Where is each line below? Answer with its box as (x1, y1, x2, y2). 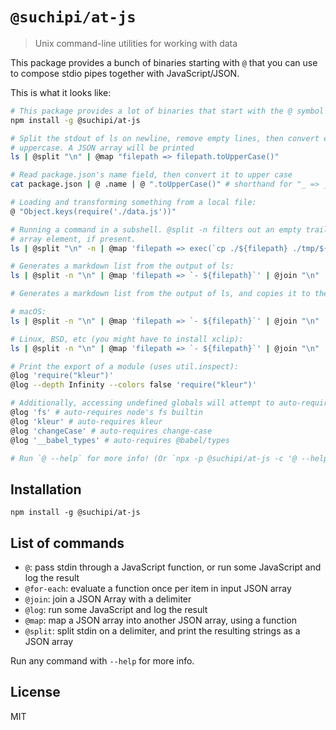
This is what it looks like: (10, 86, 112, 98)
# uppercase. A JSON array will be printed (10, 143, 195, 153)
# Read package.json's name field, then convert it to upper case (10, 170, 293, 180)
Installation (10, 481, 82, 498)
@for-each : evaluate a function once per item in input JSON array (24, 583, 292, 595)
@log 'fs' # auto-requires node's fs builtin (10, 408, 203, 418)
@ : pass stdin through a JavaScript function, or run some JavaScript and (24, 561, 322, 573)
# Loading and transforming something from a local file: (10, 198, 257, 208)
